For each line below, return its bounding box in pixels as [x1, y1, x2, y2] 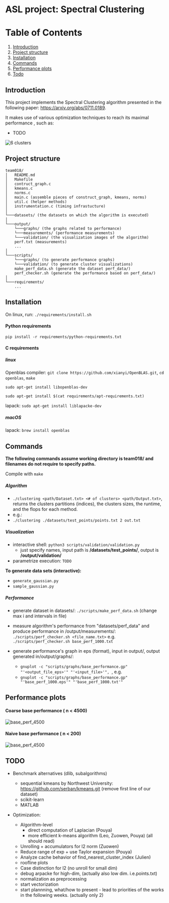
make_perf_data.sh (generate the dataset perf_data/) [14, 266, 131, 271]
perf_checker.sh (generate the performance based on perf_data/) [14, 270, 156, 276]
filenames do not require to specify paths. [5, 461, 96, 467]
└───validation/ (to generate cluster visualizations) [14, 262, 133, 267]
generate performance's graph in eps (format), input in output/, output [12, 648, 160, 654]
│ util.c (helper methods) [5, 199, 67, 204]
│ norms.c [5, 190, 31, 195]
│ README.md [5, 172, 36, 177]
